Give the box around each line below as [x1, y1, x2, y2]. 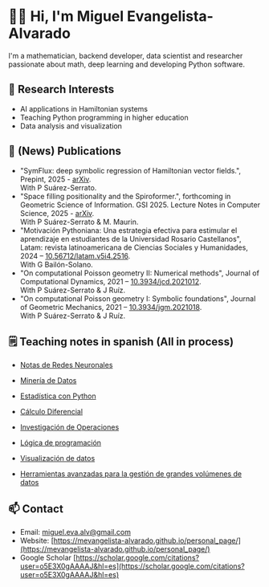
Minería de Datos [19, 376, 77, 385]
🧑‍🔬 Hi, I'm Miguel [8, 7, 124, 26]
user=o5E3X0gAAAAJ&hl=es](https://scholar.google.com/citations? [19, 561, 245, 571]
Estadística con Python [19, 391, 96, 401]
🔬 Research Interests [8, 83, 115, 96]
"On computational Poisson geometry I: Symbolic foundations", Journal [19, 293, 256, 304]
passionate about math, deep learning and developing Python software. [8, 59, 245, 69]
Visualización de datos [19, 454, 96, 463]
